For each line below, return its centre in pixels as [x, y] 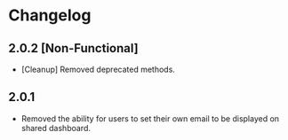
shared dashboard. [56, 128]
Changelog [50, 16]
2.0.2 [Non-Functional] [73, 48]
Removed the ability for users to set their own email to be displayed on [150, 118]
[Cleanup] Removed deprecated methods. [98, 69]
